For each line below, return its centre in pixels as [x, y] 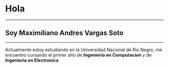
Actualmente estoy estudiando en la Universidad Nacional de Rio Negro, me [84, 50]
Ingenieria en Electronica [32, 60]
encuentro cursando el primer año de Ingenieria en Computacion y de [78, 55]
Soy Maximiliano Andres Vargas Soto [64, 33]
